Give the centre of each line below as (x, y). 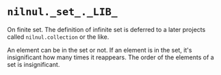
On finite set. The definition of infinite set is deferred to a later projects (106, 29)
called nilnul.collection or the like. (58, 37)
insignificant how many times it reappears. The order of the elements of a (110, 57)
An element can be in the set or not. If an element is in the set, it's (100, 50)
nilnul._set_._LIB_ (62, 12)
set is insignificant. (34, 64)
